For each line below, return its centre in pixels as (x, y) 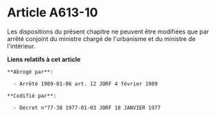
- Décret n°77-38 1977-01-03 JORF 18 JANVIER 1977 (87, 107)
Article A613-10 (52, 13)
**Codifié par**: (32, 96)
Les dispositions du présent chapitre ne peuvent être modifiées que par (108, 31)
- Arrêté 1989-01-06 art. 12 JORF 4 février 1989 (85, 83)
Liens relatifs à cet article (44, 59)
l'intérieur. (21, 46)
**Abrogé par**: (30, 72)
